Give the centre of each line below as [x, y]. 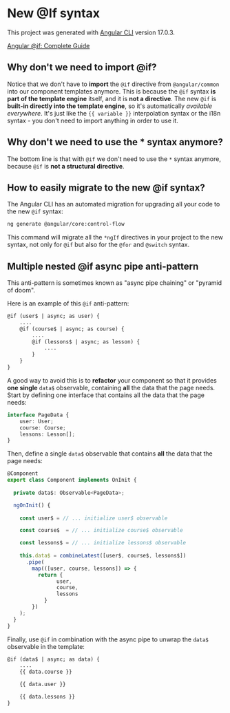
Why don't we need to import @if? [82, 67]
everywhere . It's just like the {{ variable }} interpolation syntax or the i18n [114, 113]
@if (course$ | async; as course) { [72, 329]
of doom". [21, 290]
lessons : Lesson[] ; [48, 434]
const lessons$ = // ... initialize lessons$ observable [103, 543]
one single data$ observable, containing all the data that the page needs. [111, 387]
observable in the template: [46, 646]
